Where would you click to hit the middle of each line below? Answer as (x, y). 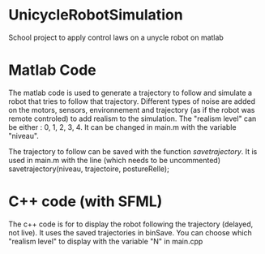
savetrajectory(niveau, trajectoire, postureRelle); (89, 169)
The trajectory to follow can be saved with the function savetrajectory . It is (133, 151)
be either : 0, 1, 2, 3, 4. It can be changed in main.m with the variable (122, 127)
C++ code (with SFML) (85, 202)
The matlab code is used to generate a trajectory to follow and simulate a (130, 93)
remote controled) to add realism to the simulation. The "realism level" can (132, 118)
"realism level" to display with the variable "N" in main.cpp (106, 241)
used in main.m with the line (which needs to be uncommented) (115, 160)
